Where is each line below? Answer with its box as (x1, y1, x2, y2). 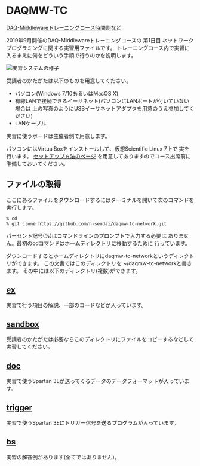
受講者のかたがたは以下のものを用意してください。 (6, 77, 132, 84)
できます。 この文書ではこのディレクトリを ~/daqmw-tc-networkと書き (16, 259, 192, 266)
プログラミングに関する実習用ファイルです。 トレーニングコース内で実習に (6, 44, 190, 51)
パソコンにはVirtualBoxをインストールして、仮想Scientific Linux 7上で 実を (6, 145, 190, 152)
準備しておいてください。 (6, 160, 69, 167)
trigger (6, 403, 33, 413)
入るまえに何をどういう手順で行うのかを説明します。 (6, 51, 137, 59)
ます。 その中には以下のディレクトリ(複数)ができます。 (6, 267, 141, 274)
